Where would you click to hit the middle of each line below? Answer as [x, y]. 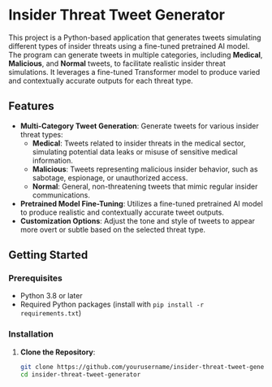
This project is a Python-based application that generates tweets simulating [135, 37]
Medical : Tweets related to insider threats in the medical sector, [139, 143]
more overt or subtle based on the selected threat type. [112, 229]
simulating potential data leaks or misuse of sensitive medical [135, 151]
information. [52, 160]
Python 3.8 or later [51, 296]
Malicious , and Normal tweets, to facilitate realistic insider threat [117, 63]
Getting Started [48, 255]
